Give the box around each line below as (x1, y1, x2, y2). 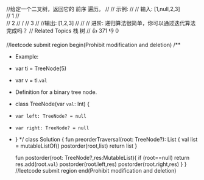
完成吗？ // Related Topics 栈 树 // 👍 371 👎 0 (6, 27, 119, 34)
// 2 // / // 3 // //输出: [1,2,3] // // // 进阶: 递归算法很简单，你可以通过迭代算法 (6, 20, 196, 26)
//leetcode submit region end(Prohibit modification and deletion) (15, 167, 177, 174)
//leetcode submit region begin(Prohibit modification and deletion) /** (6, 41, 181, 48)
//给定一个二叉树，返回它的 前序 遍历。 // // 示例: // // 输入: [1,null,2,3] (6, 5, 181, 12)
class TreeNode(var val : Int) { (15, 100, 90, 107)
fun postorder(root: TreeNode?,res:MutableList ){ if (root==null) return (15, 154, 190, 161)
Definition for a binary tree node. (15, 88, 97, 96)
